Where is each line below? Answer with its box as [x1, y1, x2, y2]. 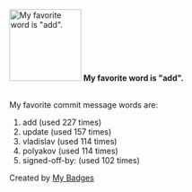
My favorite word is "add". [83, 73, 184, 83]
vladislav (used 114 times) [22, 136, 118, 146]
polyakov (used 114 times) [22, 145, 118, 156]
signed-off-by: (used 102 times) [22, 155, 141, 165]
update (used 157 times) [22, 127, 112, 137]
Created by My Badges [9, 172, 94, 183]
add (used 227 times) [22, 117, 102, 127]
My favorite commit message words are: [9, 100, 159, 110]
